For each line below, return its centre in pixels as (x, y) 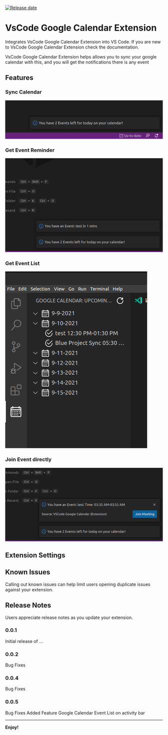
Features (19, 78)
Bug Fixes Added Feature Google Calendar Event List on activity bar (75, 712)
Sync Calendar (23, 92)
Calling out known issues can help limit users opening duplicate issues (78, 584)
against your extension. (29, 589)
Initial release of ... (24, 641)
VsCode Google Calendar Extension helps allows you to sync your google (81, 57)
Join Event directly (28, 459)
